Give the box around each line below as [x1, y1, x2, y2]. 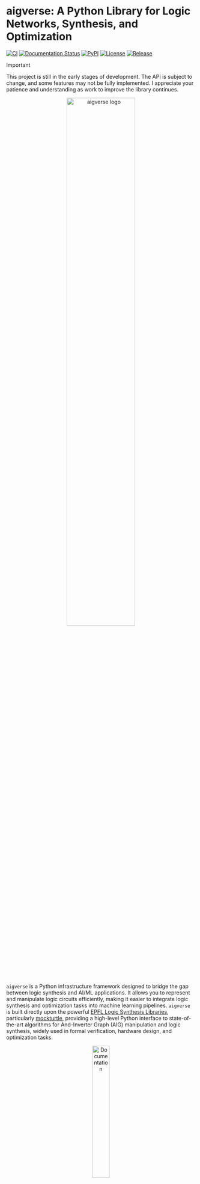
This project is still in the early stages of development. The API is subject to [6, 73, 193, 80]
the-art [6, 1021, 24, 1028]
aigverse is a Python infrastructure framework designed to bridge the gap [6, 982, 189, 990]
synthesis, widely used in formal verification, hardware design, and [6, 1027, 172, 1034]
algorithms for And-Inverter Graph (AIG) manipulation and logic [25, 1021, 181, 1028]
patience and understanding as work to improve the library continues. [6, 85, 179, 93]
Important [6, 61, 31, 69]
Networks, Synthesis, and [6, 17, 138, 31]
